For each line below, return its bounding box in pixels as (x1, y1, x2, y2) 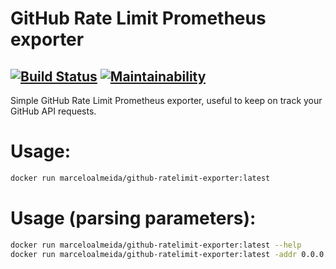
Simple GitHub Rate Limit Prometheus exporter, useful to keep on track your (10, 95, 323, 106)
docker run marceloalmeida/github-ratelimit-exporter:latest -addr (10, 249, 298, 259)
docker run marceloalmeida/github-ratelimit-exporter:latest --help (10, 240, 302, 250)
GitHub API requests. (10, 105, 97, 117)
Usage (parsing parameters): (10, 207, 257, 229)
